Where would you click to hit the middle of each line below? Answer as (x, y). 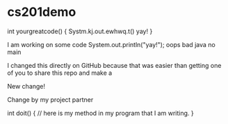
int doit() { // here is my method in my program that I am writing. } (100, 113)
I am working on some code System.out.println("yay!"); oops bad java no (111, 44)
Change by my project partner (50, 99)
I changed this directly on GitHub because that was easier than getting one (114, 65)
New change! (26, 86)
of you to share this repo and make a (60, 73)
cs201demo (42, 12)
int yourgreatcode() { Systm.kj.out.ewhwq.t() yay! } (80, 31)
